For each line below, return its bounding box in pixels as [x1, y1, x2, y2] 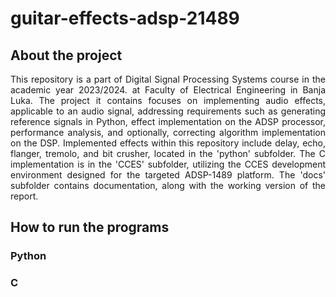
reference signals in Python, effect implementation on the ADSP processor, [10, 116, 326, 127]
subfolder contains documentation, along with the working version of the [10, 180, 326, 191]
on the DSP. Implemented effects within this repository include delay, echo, [10, 137, 326, 149]
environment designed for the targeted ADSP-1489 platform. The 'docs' [10, 169, 326, 181]
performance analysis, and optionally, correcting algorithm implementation [10, 127, 326, 138]
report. [10, 190, 39, 202]
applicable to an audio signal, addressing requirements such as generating [10, 105, 326, 117]
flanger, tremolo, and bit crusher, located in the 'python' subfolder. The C [10, 148, 326, 159]
